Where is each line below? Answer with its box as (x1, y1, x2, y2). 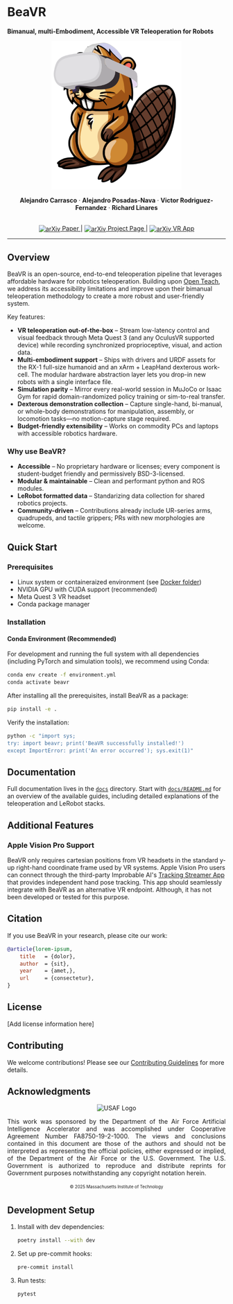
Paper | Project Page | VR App (62, 224, 195, 232)
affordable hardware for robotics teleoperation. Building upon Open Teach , (7, 277, 221, 286)
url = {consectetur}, (19, 975, 95, 982)
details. (7, 1066, 28, 1074)
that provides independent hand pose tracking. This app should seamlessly (7, 878, 222, 886)
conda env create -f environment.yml (7, 672, 116, 679)
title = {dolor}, (19, 953, 76, 960)
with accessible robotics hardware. (17, 429, 118, 437)
